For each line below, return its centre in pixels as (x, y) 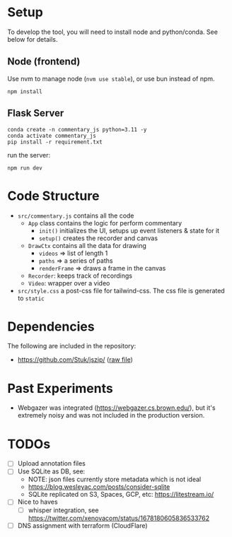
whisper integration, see (63, 510)
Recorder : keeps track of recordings (80, 276)
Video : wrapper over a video (69, 283)
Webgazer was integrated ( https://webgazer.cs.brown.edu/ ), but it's (116, 408)
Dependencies (51, 326)
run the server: (29, 155)
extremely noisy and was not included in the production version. (111, 415)
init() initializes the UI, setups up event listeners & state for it (129, 230)
